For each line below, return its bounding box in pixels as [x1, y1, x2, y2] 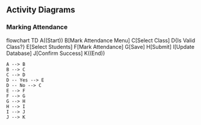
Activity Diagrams [6, 5, 75, 15]
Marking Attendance [6, 23, 68, 31]
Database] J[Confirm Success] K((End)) [6, 50, 105, 57]
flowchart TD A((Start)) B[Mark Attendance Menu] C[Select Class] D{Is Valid [6, 36, 196, 44]
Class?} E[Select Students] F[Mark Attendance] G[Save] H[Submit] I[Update [6, 43, 194, 50]
